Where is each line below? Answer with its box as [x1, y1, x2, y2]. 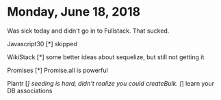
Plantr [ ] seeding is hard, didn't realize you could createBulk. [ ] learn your [7, 79, 214, 87]
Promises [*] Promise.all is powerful [7, 66, 108, 74]
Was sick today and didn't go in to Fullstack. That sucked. [7, 27, 170, 35]
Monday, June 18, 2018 [7, 4, 141, 20]
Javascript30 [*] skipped [7, 39, 77, 48]
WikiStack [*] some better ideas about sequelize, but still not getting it [7, 52, 205, 61]
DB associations [7, 86, 53, 95]
